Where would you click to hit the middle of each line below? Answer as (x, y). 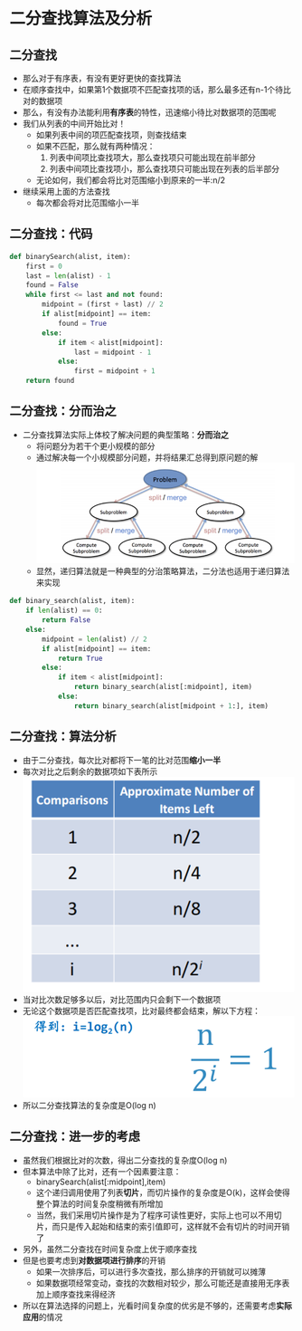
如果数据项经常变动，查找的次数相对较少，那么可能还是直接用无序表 (163, 1283)
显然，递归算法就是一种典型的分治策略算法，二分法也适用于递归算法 (163, 571)
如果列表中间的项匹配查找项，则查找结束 (111, 135)
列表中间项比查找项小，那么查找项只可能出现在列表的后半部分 (165, 169)
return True (80, 658)
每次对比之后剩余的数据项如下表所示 (90, 771)
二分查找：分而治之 (63, 412)
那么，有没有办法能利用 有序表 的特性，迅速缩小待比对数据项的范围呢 (149, 112)
